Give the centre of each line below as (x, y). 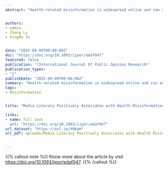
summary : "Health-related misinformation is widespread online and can (81, 83)
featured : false (22, 60)
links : (12, 115)
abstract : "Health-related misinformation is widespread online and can (82, 10)
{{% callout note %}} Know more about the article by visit (64, 156)
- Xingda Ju (17, 37)
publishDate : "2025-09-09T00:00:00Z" (44, 78)
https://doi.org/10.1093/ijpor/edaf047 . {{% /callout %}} (61, 162)
